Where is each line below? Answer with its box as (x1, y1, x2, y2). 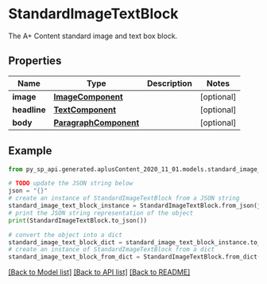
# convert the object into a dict (8, 231, 123, 239)
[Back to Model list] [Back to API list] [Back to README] (8, 267, 191, 277)
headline (12, 104, 46, 115)
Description (146, 77, 192, 88)
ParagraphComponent (53, 117, 140, 128)
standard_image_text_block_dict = (8, 238, 123, 247)
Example (8, 144, 52, 158)
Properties (8, 54, 62, 68)
